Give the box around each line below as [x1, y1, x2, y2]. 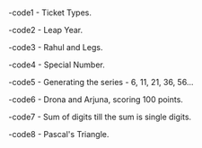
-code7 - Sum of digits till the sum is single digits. [8, 111, 192, 123]
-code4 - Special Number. [8, 59, 105, 70]
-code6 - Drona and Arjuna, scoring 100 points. [8, 94, 183, 105]
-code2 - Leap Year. [8, 25, 83, 36]
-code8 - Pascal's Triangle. [8, 129, 110, 140]
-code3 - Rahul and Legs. [8, 42, 103, 53]
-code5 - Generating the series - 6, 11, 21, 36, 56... [8, 77, 194, 88]
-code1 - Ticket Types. [8, 7, 92, 18]
